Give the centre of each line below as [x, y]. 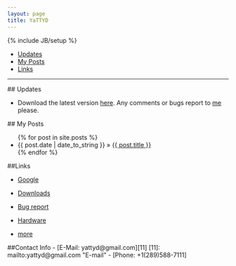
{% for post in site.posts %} [58, 137]
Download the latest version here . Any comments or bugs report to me [119, 102]
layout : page [26, 14]
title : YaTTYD [28, 20]
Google [28, 179]
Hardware [32, 220]
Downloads [34, 193]
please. [28, 110]
